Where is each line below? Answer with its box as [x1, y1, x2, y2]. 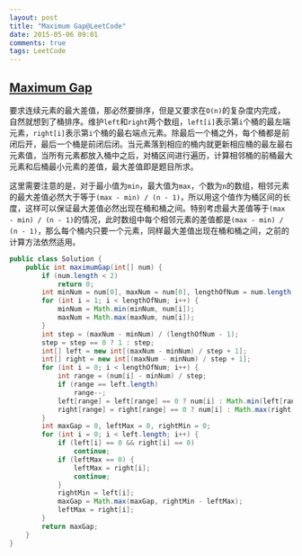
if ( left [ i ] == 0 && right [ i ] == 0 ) [57, 438, 195, 448]
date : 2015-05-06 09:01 [9, 30, 99, 39]
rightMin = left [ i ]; [57, 489, 135, 498]
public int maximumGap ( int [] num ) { [25, 263, 164, 272]
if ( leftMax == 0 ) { [57, 455, 135, 464]
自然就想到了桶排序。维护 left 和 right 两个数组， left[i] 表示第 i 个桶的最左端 [9, 116, 290, 127]
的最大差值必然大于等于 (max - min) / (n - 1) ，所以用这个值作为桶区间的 [9, 191, 283, 202]
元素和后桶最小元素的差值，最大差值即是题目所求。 [9, 161, 199, 172]
